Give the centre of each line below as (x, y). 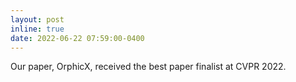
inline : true (37, 29)
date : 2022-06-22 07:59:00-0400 (77, 38)
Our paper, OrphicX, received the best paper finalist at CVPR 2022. (148, 67)
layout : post (37, 19)
